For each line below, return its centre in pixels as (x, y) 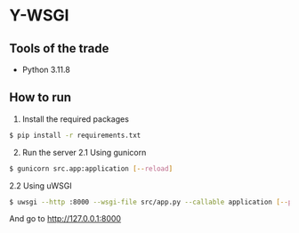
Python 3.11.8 (46, 69)
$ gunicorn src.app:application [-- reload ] (91, 169)
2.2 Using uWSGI (41, 185)
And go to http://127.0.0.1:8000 (65, 219)
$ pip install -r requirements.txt (75, 135)
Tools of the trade (59, 48)
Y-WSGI (39, 16)
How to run (40, 97)
